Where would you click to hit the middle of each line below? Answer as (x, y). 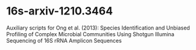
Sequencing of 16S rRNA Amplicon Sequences (64, 40)
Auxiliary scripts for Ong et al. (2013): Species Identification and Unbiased (98, 28)
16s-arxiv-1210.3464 (60, 11)
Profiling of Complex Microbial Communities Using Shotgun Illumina (90, 34)
